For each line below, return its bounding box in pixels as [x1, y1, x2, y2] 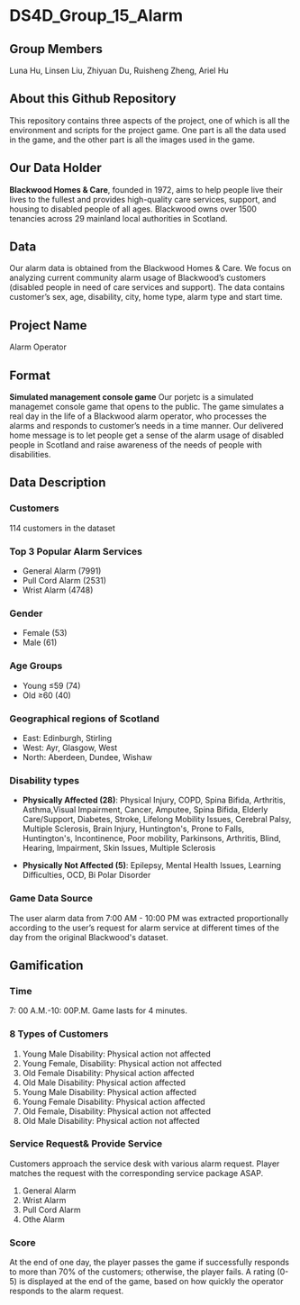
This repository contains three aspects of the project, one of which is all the [9, 114, 290, 126]
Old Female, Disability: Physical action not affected [22, 1105, 212, 1117]
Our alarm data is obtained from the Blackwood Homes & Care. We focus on [9, 263, 292, 274]
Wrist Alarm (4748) [22, 585, 94, 595]
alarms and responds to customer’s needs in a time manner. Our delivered [9, 421, 284, 431]
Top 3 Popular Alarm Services [9, 545, 142, 557]
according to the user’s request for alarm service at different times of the [9, 922, 279, 933]
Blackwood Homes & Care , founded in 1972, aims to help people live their [9, 184, 284, 195]
